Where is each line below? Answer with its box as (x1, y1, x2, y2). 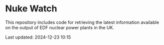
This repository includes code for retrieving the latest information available (5, 19, 159, 25)
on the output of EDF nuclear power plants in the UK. (5, 24, 114, 30)
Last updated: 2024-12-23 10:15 (5, 34, 71, 40)
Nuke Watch (5, 3, 58, 14)
